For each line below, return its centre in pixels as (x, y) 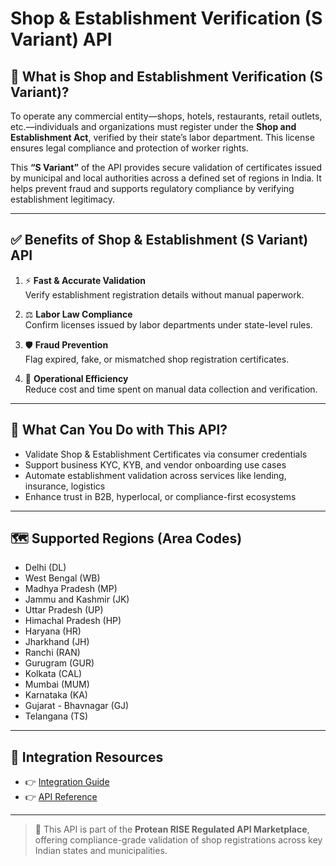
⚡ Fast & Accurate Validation (85, 280)
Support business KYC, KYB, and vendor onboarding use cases (155, 464)
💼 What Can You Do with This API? (119, 430)
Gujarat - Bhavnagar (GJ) (77, 706)
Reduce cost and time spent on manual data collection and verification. (171, 389)
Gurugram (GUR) (59, 663)
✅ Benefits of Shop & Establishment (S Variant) (159, 240)
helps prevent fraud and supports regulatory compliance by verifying (152, 188)
